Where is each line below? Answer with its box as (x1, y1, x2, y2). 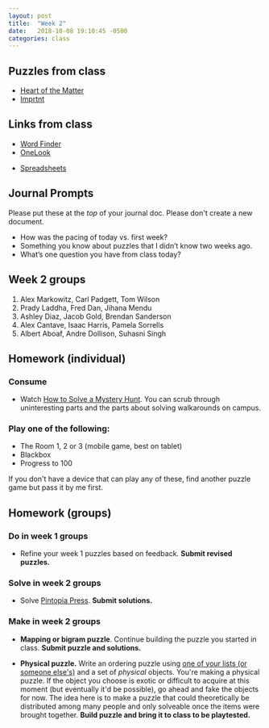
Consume (8, 376, 48, 387)
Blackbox (19, 450, 52, 460)
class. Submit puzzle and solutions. (19, 642, 142, 652)
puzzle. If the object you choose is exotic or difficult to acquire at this (19, 676, 250, 685)
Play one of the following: (8, 423, 110, 434)
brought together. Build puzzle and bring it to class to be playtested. (19, 709, 251, 719)
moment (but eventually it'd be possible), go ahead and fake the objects (19, 684, 259, 694)
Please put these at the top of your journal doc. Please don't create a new (8, 207, 253, 218)
